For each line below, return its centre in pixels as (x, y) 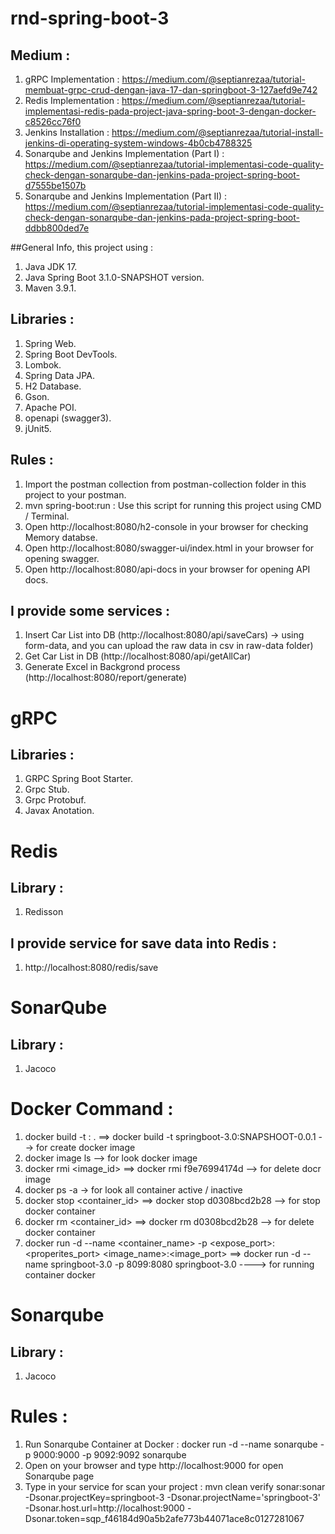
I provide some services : (90, 611)
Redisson (44, 912)
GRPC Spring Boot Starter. (78, 779)
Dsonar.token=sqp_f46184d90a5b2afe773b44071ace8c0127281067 (164, 1519)
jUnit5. (38, 428)
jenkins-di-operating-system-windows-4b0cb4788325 (138, 143)
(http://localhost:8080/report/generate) (106, 678)
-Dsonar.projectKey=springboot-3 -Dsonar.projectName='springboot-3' (173, 1498)
